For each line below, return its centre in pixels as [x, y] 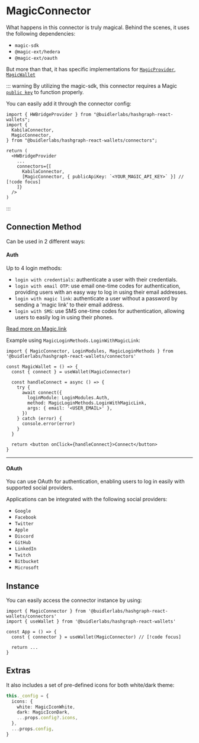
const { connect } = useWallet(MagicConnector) [71, 371]
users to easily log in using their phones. [64, 317]
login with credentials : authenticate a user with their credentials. [96, 279]
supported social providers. [40, 488]
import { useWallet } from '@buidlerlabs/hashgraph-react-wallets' [91, 621]
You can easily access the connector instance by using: [74, 600]
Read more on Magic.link [36, 329]
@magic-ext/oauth [36, 58]
